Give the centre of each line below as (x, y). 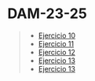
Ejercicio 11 (56, 43)
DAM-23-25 (47, 14)
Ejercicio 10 (57, 35)
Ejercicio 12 (57, 52)
